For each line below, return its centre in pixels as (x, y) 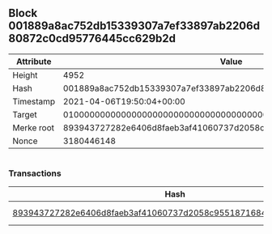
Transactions (35, 173)
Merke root (34, 127)
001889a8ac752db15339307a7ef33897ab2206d (134, 26)
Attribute (34, 62)
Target (25, 114)
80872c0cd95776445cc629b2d (92, 38)
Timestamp (34, 101)
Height (25, 74)
